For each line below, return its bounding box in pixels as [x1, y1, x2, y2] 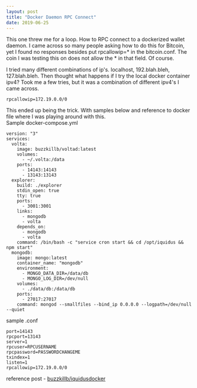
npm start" [6, 245, 33, 251]
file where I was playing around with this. [6, 113, 106, 120]
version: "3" [6, 131, 38, 137]
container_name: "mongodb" [17, 260, 83, 266]
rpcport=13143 [6, 334, 41, 340]
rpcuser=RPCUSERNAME [6, 344, 57, 350]
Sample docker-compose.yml [6, 119, 78, 127]
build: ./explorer [17, 183, 62, 189]
